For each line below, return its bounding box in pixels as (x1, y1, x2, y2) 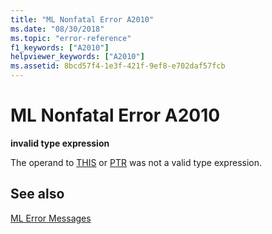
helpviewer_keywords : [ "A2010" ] (10, 52, 145, 62)
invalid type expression (10, 137, 110, 149)
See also (10, 186, 65, 203)
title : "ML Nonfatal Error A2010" (10, 14, 155, 25)
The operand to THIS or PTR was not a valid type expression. (10, 156, 263, 168)
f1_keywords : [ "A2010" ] (10, 42, 110, 53)
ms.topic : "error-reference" (10, 33, 132, 43)
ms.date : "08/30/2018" (10, 24, 105, 34)
